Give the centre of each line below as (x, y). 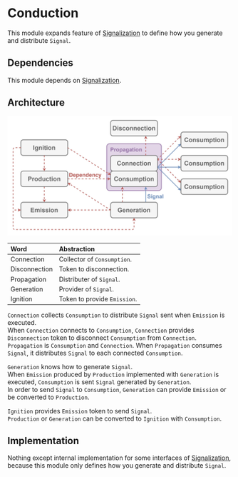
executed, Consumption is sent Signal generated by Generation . (99, 382)
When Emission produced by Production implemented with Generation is (113, 374)
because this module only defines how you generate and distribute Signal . (117, 466)
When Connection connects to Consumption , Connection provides (101, 330)
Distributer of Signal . (89, 279)
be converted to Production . (48, 397)
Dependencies (40, 63)
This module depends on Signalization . (64, 80)
